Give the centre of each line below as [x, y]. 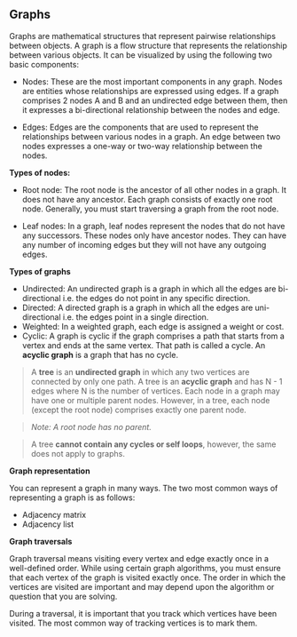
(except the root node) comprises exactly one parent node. [138, 410]
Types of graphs [40, 271]
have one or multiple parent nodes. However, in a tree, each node [150, 400]
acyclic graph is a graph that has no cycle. [100, 354]
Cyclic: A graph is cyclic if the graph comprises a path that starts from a [153, 336]
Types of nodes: [40, 172]
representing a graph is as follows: [72, 498]
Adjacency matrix [54, 514]
